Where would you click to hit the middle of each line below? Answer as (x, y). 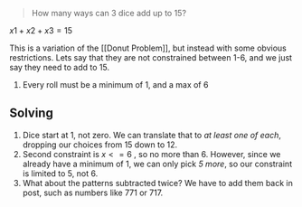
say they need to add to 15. (60, 67)
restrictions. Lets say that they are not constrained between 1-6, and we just (151, 57)
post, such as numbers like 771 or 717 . (93, 193)
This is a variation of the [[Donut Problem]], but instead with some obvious (148, 48)
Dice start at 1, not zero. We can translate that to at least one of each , (152, 135)
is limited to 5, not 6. (60, 173)
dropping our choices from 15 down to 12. (100, 145)
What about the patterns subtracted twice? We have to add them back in (158, 183)
